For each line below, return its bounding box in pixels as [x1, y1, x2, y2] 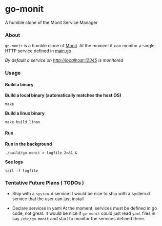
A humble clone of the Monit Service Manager [5, 19, 98, 25]
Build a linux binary [5, 111, 45, 116]
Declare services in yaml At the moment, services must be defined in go [12, 205, 157, 211]
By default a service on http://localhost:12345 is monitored [5, 57, 123, 63]
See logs [5, 159, 23, 165]
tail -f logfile [5, 168, 38, 173]
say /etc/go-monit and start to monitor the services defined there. [12, 215, 145, 221]
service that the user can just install [12, 196, 84, 202]
